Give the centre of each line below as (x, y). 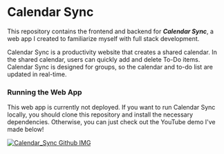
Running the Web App (45, 92)
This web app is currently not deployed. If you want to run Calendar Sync (111, 108)
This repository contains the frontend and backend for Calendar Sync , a (111, 31)
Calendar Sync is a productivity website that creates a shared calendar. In (112, 52)
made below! (26, 130)
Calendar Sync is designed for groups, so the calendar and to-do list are (110, 67)
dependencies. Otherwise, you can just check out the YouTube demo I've (111, 122)
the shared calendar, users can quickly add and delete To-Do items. (104, 59)
